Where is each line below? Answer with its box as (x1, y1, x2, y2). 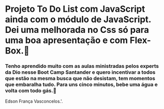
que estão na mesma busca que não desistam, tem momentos (5, 75, 156, 82)
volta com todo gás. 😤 (5, 87, 57, 94)
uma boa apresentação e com (5, 35, 128, 46)
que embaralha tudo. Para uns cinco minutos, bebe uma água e (5, 81, 158, 88)
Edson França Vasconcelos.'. (5, 98, 63, 104)
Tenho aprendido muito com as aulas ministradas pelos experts (5, 63, 159, 70)
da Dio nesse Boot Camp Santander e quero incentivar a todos (5, 69, 156, 76)
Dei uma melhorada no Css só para (5, 25, 149, 35)
